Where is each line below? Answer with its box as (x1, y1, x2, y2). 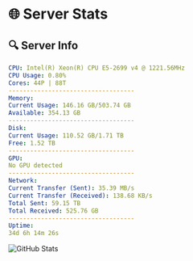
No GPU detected (8, 162, 63, 170)
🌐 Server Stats (8, 5, 109, 23)
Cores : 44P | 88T (8, 78, 67, 87)
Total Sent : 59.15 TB (8, 199, 81, 207)
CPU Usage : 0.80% (8, 71, 67, 79)
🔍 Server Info (8, 38, 79, 53)
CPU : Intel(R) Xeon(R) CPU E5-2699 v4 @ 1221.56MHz (8, 64, 185, 72)
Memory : (8, 94, 35, 102)
